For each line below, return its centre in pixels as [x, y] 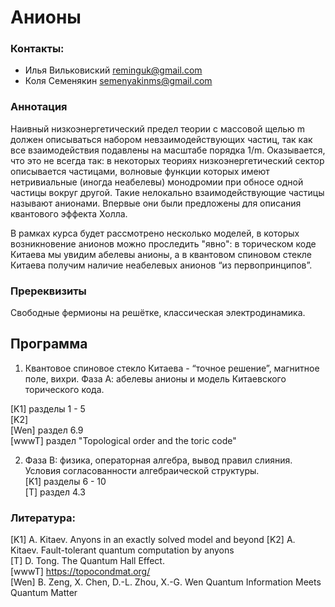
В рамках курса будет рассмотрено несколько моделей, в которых [155, 233]
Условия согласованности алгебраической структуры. [142, 470]
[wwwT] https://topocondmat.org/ [80, 572]
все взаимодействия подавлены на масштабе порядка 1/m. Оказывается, [168, 150]
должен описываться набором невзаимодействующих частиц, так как [161, 139]
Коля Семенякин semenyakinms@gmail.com [118, 81]
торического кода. [64, 389]
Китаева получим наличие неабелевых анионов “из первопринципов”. [161, 265]
